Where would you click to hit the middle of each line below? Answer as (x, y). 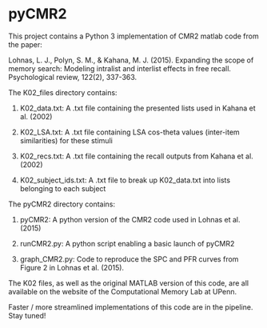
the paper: (25, 44)
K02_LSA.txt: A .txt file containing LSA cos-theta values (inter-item (130, 132)
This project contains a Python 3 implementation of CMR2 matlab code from (133, 36)
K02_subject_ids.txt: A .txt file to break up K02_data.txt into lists (125, 180)
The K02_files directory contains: (63, 92)
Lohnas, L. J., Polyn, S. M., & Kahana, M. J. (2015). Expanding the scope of (131, 60)
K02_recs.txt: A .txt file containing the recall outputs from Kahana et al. (136, 156)
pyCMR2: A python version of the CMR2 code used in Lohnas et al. (130, 219)
